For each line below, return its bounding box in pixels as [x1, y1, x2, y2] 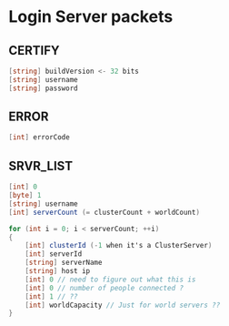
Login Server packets [8, 6, 174, 27]
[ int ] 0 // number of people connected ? [25, 283, 184, 292]
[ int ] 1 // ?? [25, 291, 78, 301]
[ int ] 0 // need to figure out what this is [25, 275, 196, 284]
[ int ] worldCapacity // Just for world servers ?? [25, 301, 221, 310]
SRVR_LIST [8, 158, 74, 174]
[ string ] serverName [25, 258, 103, 268]
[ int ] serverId [25, 250, 83, 259]
